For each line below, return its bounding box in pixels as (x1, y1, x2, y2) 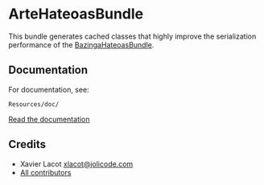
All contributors (19, 167, 72, 177)
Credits (8, 138, 47, 151)
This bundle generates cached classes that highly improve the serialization (8, 31, 257, 41)
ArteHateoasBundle (8, 5, 144, 23)
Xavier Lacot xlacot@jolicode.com (19, 158, 134, 169)
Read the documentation (8, 114, 90, 124)
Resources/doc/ (8, 100, 60, 109)
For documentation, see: (8, 84, 90, 94)
